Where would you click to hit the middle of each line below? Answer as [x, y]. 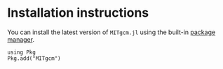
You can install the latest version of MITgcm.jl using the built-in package [111, 32]
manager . [21, 39]
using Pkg [22, 52]
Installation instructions [78, 13]
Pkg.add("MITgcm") [34, 58]
